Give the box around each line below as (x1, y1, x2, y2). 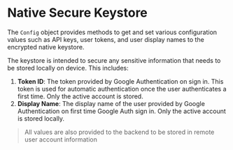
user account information (24, 135, 98, 144)
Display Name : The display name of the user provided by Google (17, 99, 205, 107)
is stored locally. (17, 114, 65, 123)
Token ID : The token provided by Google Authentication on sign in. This (17, 77, 224, 85)
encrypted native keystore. (7, 43, 85, 51)
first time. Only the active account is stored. (17, 92, 143, 100)
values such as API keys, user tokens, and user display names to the (7, 35, 204, 43)
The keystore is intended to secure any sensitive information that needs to (7, 56, 221, 64)
